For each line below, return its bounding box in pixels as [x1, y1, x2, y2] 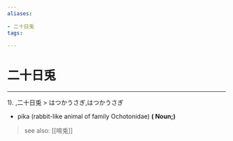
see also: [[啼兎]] [24, 126, 73, 135]
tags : [7, 29, 23, 37]
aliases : [7, 10, 33, 17]
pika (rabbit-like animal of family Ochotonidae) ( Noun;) [17, 112, 175, 121]
